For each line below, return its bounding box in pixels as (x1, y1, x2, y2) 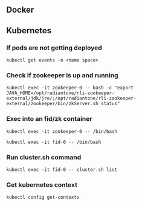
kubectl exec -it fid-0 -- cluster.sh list (6, 166, 118, 173)
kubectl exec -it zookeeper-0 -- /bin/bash (6, 128, 118, 135)
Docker (6, 5, 34, 15)
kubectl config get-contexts (6, 195, 80, 201)
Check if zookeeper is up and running (6, 71, 119, 79)
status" (100, 101, 120, 107)
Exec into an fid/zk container (6, 115, 92, 123)
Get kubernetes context (6, 181, 77, 189)
